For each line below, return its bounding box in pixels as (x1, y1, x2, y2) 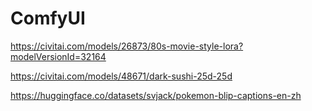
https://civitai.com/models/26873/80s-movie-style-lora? (10, 40, 244, 52)
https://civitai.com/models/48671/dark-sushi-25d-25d (10, 70, 233, 82)
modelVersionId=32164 (10, 50, 107, 62)
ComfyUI (10, 7, 86, 30)
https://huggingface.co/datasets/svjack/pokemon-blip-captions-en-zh (10, 89, 302, 101)
